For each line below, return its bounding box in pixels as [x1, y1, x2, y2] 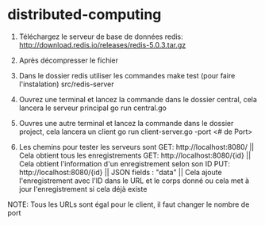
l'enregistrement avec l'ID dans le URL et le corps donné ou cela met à [18, 176, 250, 185]
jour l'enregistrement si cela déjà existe [18, 184, 148, 193]
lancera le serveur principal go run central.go [18, 103, 167, 113]
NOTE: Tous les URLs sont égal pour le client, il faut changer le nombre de [7, 200, 250, 209]
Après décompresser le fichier [18, 55, 119, 65]
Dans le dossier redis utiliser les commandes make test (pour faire [18, 71, 236, 80]
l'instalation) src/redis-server [18, 79, 114, 89]
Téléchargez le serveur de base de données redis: [18, 32, 183, 41]
